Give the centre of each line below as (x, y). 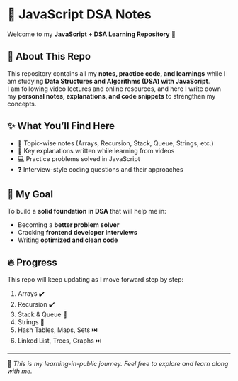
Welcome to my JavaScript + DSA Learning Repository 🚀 (91, 34)
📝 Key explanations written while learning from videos (96, 150)
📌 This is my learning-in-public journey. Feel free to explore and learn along (118, 364)
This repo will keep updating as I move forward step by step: (96, 280)
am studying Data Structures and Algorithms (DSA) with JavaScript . (109, 81)
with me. (20, 371)
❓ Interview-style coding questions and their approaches (100, 169)
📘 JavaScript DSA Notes (79, 15)
